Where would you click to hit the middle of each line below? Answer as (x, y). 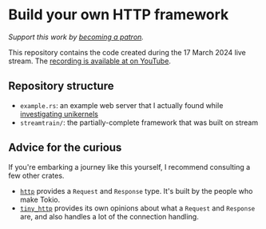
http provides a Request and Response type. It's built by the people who (136, 191)
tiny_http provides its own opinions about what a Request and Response (137, 208)
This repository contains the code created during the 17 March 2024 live (127, 52)
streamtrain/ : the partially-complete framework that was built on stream (139, 123)
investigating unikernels (59, 114)
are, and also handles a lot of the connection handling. (109, 216)
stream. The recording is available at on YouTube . (90, 61)
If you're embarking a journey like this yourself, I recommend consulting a (129, 167)
